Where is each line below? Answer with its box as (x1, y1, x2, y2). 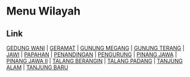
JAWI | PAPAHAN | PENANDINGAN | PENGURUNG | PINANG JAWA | (6, 51, 177, 58)
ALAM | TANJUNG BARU (6, 64, 69, 71)
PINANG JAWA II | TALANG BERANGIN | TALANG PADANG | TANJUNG (6, 58, 183, 64)
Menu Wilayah (6, 4, 81, 18)
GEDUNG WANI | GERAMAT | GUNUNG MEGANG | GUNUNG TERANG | (6, 44, 185, 52)
